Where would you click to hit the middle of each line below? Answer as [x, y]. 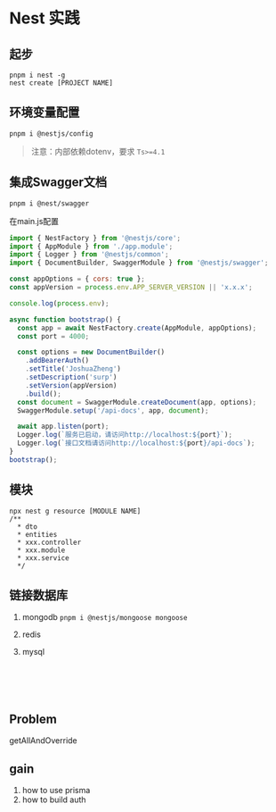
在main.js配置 [34, 221]
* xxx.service [43, 558]
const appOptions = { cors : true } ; [77, 279]
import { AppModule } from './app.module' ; [91, 247]
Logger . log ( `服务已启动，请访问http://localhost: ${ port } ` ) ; [125, 435]
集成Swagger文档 [58, 183]
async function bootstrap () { [65, 319]
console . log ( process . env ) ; [59, 303]
